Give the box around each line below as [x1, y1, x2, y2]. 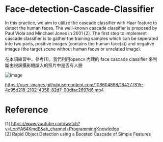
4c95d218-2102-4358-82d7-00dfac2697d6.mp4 [5, 87, 104, 93]
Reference [5, 105, 48, 115]
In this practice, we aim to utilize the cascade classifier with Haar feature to [5, 20, 157, 26]
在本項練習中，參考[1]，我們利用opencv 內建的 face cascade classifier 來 [5, 56, 153, 62]
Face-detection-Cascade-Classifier [5, 3, 155, 15]
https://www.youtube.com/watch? [11, 120, 80, 126]
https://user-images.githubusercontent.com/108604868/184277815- [5, 81, 144, 87]
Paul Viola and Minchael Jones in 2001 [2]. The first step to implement [5, 30, 147, 36]
